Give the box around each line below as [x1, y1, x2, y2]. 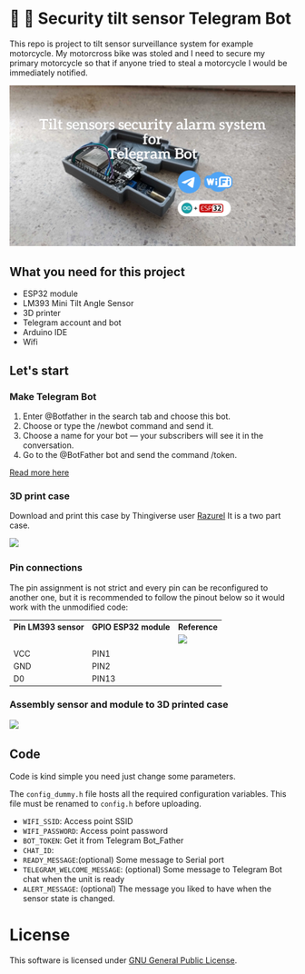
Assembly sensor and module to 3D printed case [9, 699, 229, 711]
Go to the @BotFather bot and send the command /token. [22, 449, 238, 460]
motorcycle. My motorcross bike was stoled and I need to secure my [9, 47, 266, 58]
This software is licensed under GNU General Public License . [9, 954, 238, 966]
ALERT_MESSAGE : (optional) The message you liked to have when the [22, 883, 272, 894]
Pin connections [9, 562, 84, 574]
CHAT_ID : [22, 844, 54, 855]
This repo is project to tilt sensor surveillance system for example [9, 38, 254, 49]
